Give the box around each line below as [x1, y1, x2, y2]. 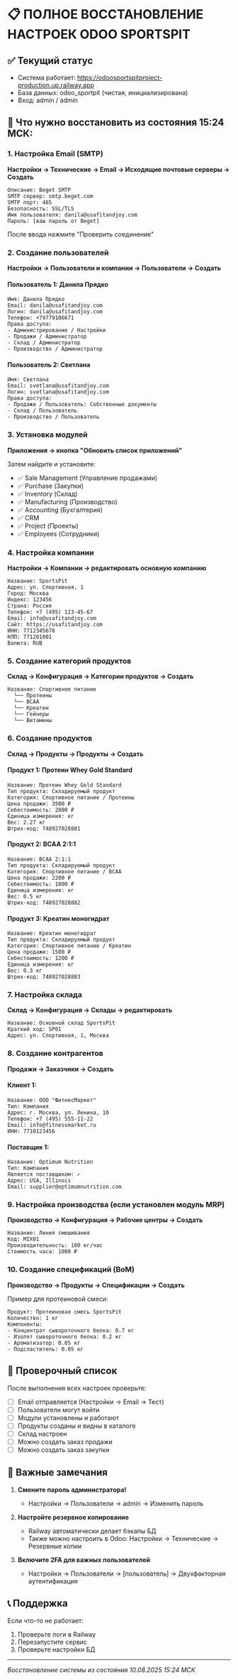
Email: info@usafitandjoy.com [7, 614, 97, 622]
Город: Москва [7, 589, 50, 597]
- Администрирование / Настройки [7, 327, 106, 334]
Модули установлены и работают [17, 1413, 120, 1422]
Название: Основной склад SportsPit [7, 1020, 115, 1027]
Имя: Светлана [7, 376, 50, 383]
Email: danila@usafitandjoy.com [7, 302, 103, 310]
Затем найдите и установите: [7, 459, 96, 468]
